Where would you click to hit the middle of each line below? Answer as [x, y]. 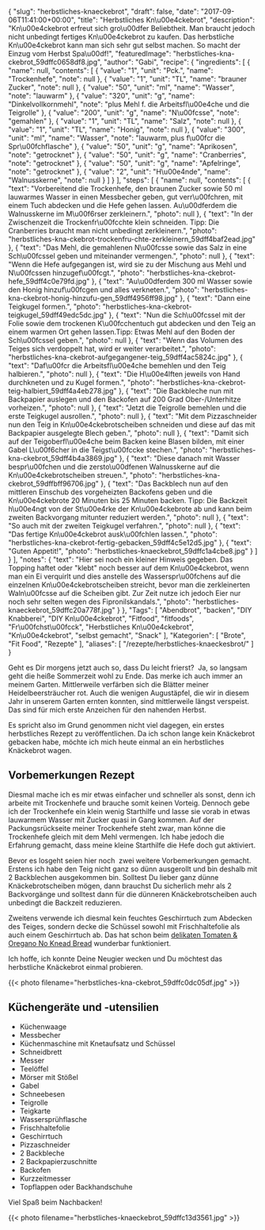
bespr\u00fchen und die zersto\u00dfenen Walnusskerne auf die [114, 467]
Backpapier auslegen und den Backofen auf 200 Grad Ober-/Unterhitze [125, 399]
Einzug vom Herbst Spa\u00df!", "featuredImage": [90, 54]
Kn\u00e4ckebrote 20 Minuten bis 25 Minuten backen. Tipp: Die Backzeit [128, 500]
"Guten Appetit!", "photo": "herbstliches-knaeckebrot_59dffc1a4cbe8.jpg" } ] [133, 551]
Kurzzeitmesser [45, 1178]
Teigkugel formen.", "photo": [55, 306]
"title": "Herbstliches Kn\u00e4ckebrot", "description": [167, 20]
